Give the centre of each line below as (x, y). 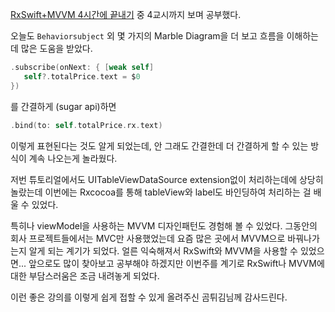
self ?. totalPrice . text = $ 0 (82, 76)
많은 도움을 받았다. (56, 48)
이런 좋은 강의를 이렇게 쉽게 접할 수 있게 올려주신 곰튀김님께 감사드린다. (149, 297)
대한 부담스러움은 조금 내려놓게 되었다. (85, 275)
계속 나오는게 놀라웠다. (73, 158)
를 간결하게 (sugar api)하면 (63, 106)
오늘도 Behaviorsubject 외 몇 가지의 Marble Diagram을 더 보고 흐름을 (147, 36)
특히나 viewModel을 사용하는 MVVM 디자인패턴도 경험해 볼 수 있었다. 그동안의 (164, 225)
